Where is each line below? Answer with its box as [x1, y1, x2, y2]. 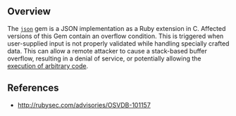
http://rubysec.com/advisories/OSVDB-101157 [17, 101, 151, 109]
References [7, 82, 59, 94]
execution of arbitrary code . [7, 61, 89, 70]
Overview [7, 6, 51, 18]
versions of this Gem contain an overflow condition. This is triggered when [7, 32, 224, 40]
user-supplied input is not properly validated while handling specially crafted [7, 39, 230, 48]
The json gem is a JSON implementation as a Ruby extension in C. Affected [7, 24, 226, 32]
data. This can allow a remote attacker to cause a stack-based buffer [7, 46, 208, 55]
